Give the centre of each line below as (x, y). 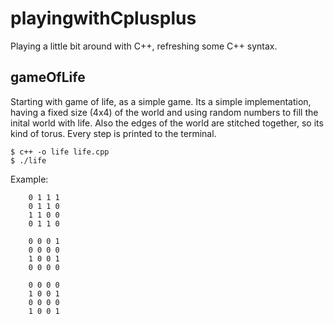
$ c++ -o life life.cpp (60, 152)
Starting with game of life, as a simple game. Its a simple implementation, (161, 101)
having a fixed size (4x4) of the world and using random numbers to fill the (164, 112)
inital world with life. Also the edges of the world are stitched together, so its (167, 123)
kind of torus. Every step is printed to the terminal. (113, 133)
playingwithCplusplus (103, 18)
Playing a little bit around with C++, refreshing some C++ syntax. (144, 46)
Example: (29, 179)
